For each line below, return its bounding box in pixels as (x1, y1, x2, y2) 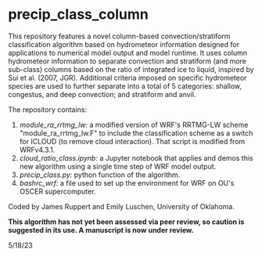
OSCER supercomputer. (19, 186, 96, 196)
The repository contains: (8, 104, 88, 114)
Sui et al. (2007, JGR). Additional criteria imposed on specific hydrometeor (8, 73, 247, 82)
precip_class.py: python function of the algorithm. (19, 170, 181, 179)
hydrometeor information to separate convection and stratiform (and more (8, 56, 246, 66)
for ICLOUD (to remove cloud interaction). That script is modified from (19, 136, 246, 146)
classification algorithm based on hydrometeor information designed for (8, 39, 240, 49)
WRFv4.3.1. (19, 145, 56, 154)
